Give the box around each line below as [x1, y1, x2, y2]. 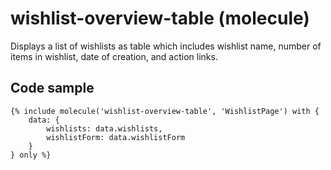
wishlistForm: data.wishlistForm [46, 132, 186, 142]
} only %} [10, 150, 52, 160]
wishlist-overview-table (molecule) [10, 7, 310, 30]
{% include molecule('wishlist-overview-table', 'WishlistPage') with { [10, 106, 320, 116]
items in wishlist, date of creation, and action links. [10, 50, 218, 62]
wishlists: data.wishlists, [46, 123, 163, 134]
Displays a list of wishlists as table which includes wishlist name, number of [10, 40, 322, 52]
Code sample [10, 80, 95, 97]
